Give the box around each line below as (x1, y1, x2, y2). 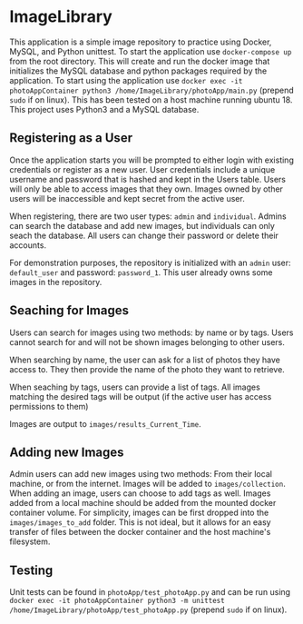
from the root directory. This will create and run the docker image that (9, 55, 270, 66)
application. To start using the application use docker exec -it (9, 74, 243, 85)
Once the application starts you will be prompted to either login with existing (9, 154, 295, 165)
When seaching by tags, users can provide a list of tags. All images (9, 381, 260, 392)
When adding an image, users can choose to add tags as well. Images (9, 488, 271, 499)
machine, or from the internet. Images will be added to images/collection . (9, 479, 286, 490)
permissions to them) (9, 401, 89, 411)
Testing (9, 562, 54, 578)
